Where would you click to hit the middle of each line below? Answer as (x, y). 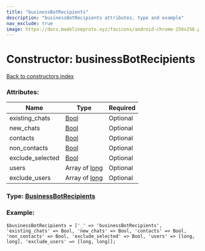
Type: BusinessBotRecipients (51, 197)
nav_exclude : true (30, 23)
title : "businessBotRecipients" (47, 12)
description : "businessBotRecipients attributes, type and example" (95, 18)
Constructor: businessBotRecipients (101, 59)
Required (122, 108)
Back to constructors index (40, 77)
